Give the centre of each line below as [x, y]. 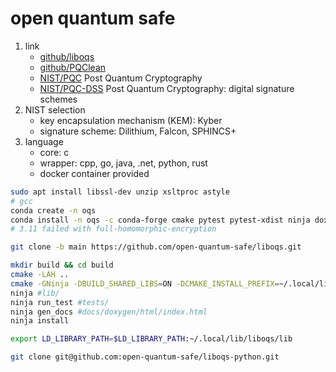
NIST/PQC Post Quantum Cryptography [121, 78]
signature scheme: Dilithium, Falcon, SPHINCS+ [138, 131]
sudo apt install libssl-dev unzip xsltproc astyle [120, 192]
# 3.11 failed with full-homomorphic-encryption [113, 229]
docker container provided [94, 173]
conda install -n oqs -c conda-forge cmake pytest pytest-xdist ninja [160, 220]
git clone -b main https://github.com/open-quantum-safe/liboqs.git [156, 247]
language [44, 141]
